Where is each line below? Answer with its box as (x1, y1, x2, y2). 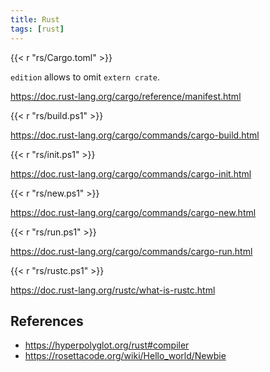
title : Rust (10, 14, 60, 25)
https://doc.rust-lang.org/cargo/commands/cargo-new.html (10, 206, 257, 218)
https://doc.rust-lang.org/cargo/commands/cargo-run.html (10, 245, 253, 257)
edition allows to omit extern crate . (10, 71, 160, 83)
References (10, 312, 84, 330)
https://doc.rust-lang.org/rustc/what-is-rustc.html (10, 284, 216, 296)
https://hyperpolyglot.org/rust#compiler (24, 339, 190, 351)
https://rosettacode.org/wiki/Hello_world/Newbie (24, 350, 227, 362)
